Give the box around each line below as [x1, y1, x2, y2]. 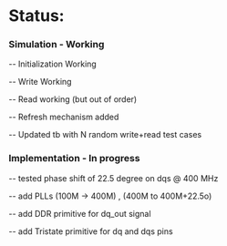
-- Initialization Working [8, 58, 97, 69]
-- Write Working [8, 77, 72, 87]
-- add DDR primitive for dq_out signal [8, 208, 151, 219]
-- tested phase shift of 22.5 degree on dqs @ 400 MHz [8, 172, 219, 183]
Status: [8, 5, 65, 26]
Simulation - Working [8, 38, 105, 51]
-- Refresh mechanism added [8, 111, 119, 123]
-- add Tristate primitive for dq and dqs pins [8, 225, 174, 237]
